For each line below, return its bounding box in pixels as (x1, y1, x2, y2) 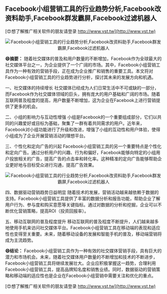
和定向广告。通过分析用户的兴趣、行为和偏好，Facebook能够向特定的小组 (5, 149, 156, 155)
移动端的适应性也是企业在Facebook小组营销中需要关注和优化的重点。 (13, 273, 156, 279)
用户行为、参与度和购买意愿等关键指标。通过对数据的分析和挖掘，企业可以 (5, 201, 158, 207)
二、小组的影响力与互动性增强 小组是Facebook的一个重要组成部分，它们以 (5, 114, 158, 120)
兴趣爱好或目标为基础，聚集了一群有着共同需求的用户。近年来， (13, 120, 145, 126)
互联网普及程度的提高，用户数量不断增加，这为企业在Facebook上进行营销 (5, 97, 156, 103)
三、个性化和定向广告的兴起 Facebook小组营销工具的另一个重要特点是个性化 (5, 143, 162, 149)
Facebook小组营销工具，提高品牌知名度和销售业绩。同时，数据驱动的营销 (5, 266, 156, 272)
